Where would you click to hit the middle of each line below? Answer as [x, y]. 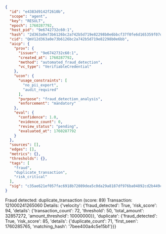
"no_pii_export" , [41, 85]
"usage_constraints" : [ [43, 80]
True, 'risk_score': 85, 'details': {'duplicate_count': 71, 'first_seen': [72, 221]
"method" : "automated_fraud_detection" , [60, 62]
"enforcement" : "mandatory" [47, 104]
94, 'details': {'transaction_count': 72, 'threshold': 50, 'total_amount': [75, 210]
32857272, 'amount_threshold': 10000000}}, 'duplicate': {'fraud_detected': [81, 216]
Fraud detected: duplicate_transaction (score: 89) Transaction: [69, 200]
